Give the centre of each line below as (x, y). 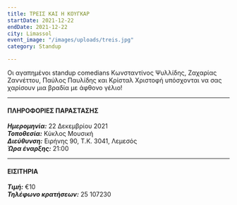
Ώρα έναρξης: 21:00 (38, 149)
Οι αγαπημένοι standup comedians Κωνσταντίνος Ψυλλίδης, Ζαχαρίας (112, 73)
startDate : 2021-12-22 (41, 20)
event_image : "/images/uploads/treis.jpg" (71, 40)
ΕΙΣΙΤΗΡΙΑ (23, 171)
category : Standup (34, 46)
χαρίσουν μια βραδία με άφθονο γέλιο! (65, 88)
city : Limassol (30, 33)
